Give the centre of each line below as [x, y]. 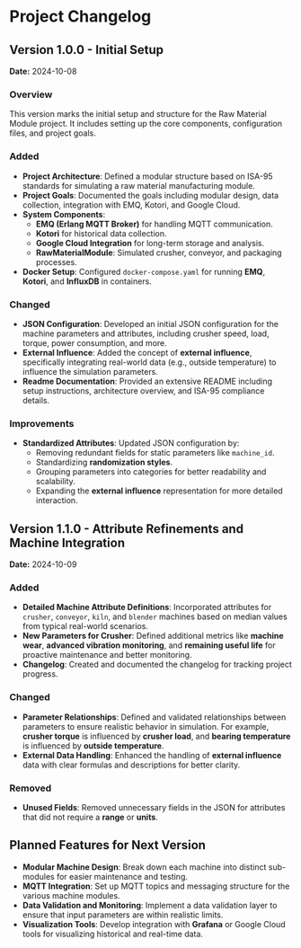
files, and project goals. [53, 133]
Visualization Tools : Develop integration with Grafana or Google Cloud [154, 924]
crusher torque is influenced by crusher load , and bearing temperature [156, 736]
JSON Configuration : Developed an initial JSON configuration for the [150, 323]
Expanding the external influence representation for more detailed [159, 491]
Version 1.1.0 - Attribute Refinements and [127, 529]
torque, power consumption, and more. [95, 342]
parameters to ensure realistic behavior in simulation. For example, [146, 726]
